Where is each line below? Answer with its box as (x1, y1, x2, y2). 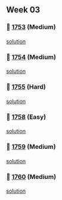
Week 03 (6, 5, 41, 15)
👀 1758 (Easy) (6, 113, 46, 121)
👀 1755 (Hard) (6, 83, 46, 91)
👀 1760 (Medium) (6, 172, 57, 181)
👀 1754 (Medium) (6, 52, 57, 61)
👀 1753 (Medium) (6, 23, 56, 31)
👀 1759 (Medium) (6, 143, 56, 151)
